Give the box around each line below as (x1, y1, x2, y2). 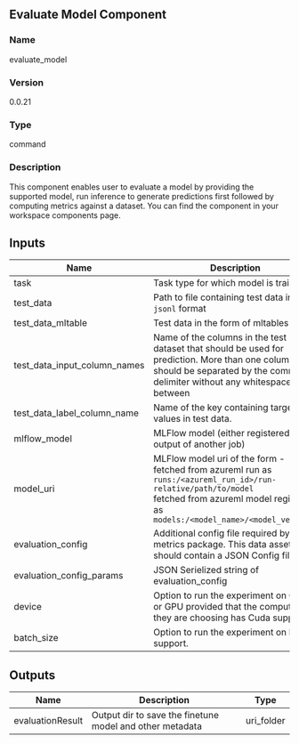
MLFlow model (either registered (153, 427, 290, 440)
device (13, 601, 43, 613)
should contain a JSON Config (153, 549, 280, 562)
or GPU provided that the (153, 601, 258, 613)
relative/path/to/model (153, 484, 255, 494)
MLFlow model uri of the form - (153, 453, 286, 465)
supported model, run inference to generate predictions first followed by (9, 190, 274, 201)
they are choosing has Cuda (153, 611, 271, 624)
